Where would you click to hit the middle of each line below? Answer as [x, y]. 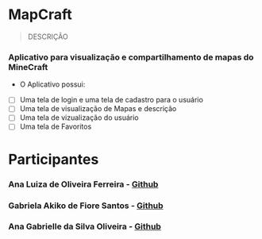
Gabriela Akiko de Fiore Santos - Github [86, 206]
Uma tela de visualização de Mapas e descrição [98, 109]
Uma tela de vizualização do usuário [79, 118]
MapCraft [40, 15]
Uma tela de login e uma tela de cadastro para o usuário [112, 100]
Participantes [54, 159]
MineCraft [28, 67]
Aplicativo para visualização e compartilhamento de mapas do [131, 57]
